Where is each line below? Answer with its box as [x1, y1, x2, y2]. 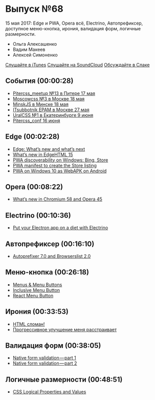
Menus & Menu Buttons [12, 282, 62, 288]
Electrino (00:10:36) [5, 211, 71, 219]
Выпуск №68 [5, 3, 63, 15]
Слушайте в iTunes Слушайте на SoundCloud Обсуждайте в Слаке [5, 62, 150, 68]
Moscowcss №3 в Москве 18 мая [12, 95, 85, 102]
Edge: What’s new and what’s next [12, 146, 85, 152]
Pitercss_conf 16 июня [12, 117, 60, 124]
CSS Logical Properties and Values [12, 389, 86, 395]
